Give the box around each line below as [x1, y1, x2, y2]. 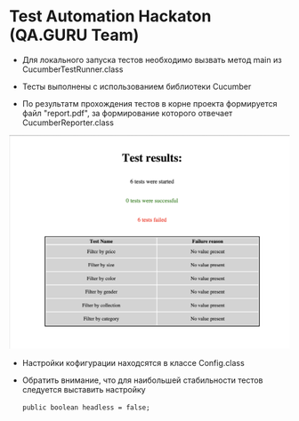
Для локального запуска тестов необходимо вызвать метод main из [21, 54, 282, 65]
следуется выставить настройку [21, 385, 146, 395]
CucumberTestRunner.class [21, 64, 124, 75]
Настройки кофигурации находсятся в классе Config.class [21, 358, 245, 369]
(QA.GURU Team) [9, 25, 140, 45]
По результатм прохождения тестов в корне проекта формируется [21, 98, 278, 108]
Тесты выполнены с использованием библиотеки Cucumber [21, 81, 252, 91]
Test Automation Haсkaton [9, 6, 212, 27]
